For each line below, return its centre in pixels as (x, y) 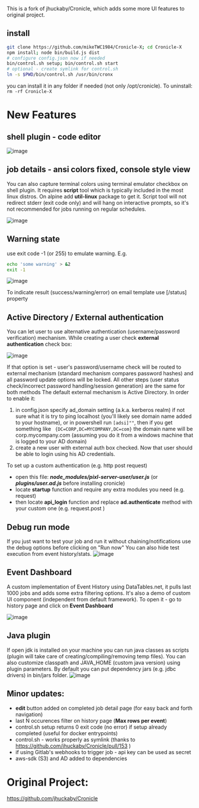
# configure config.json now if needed (56, 58)
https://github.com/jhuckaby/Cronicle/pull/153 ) (73, 746)
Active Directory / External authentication (85, 317)
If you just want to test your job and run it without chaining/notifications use (99, 542)
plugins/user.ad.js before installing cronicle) (70, 483)
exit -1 (16, 270)
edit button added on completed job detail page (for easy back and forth (104, 708)
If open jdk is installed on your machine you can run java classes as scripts (98, 650)
